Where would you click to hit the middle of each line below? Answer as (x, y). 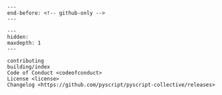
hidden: (18, 37)
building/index (29, 67)
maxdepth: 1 (24, 43)
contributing (26, 61)
